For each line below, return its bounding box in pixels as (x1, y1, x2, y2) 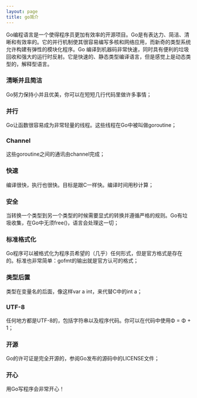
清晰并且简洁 (6, 76, 43, 85)
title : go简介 (6, 14, 39, 20)
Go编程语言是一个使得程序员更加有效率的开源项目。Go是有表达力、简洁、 (6, 31, 185, 38)
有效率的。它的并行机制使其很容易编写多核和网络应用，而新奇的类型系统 (16, 38, 191, 45)
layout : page (6, 8, 38, 15)
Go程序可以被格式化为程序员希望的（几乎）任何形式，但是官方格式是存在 (6, 250, 183, 257)
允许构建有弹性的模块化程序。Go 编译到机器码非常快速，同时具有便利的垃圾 (6, 45, 189, 53)
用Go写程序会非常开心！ (6, 386, 64, 393)
